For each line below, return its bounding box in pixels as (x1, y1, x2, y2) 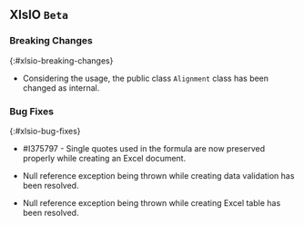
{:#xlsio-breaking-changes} (9, 54, 114, 66)
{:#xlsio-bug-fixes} (9, 125, 81, 136)
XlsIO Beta (9, 7, 68, 23)
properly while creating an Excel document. (22, 152, 187, 163)
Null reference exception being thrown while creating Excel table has (22, 197, 281, 208)
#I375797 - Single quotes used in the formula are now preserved (22, 142, 266, 153)
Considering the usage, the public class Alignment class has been (22, 73, 269, 83)
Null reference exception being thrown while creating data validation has (22, 170, 295, 181)
